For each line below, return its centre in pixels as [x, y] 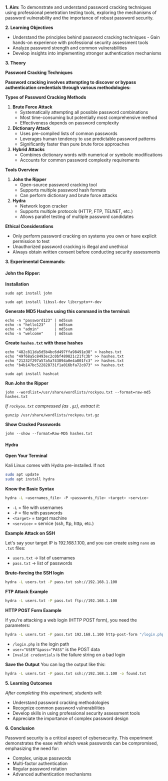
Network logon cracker [43, 206]
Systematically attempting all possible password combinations [84, 112]
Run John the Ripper [27, 383]
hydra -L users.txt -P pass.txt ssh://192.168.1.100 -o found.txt [76, 673]
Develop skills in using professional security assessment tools [76, 713]
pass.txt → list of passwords [42, 563]
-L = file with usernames [38, 507]
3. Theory [15, 63]
